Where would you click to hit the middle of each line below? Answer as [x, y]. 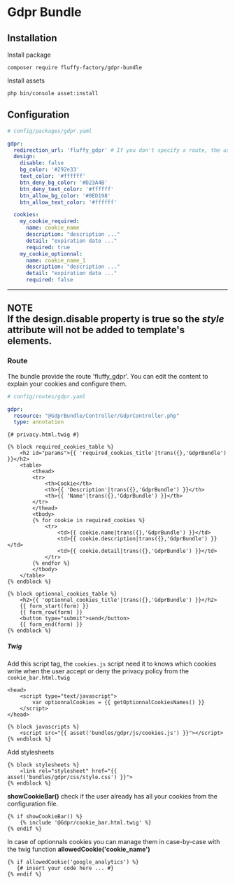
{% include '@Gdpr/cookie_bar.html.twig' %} [86, 823]
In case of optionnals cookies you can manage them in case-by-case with [114, 842]
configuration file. [33, 804]
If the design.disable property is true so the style [116, 319]
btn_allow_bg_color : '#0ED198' [65, 196]
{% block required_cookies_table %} [60, 447]
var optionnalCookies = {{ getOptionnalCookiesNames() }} [119, 703]
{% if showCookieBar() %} [45, 817]
